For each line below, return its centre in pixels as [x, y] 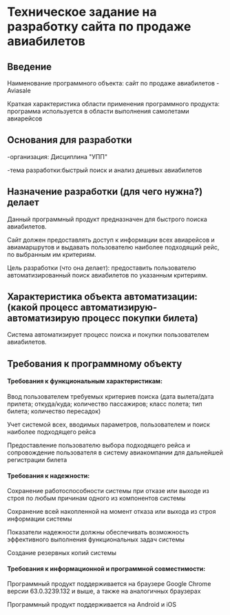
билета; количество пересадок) [54, 411]
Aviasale [19, 91]
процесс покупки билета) [140, 319]
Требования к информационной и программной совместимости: [106, 568]
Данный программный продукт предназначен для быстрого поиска [107, 219]
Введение [30, 66]
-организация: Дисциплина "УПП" [57, 156]
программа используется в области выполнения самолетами [98, 111]
